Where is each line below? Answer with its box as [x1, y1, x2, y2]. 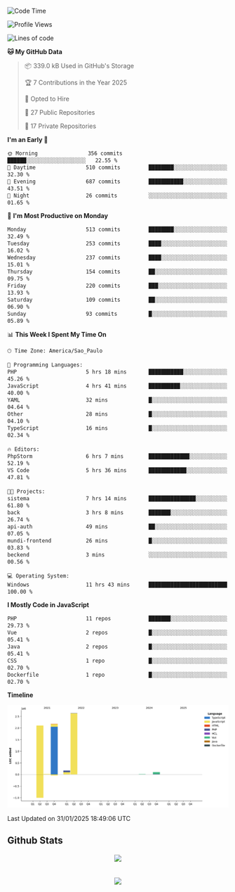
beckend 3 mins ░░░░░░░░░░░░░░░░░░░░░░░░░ [7, 552, 228, 559]
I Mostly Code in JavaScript [7, 601, 90, 609]
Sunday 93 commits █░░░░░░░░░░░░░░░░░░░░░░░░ [7, 310, 228, 317]
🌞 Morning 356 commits [7, 150, 123, 157]
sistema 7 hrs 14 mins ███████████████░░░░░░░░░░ [7, 495, 228, 502]
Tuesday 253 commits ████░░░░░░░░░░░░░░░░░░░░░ [7, 240, 228, 247]
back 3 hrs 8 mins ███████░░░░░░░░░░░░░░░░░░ [7, 509, 228, 516]
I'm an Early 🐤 [7, 136, 48, 144]
